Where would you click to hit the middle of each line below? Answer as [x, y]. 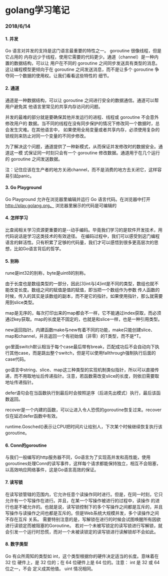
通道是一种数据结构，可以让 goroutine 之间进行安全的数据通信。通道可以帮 [82, 100]
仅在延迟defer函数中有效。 [32, 416]
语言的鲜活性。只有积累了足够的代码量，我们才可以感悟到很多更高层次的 [79, 242]
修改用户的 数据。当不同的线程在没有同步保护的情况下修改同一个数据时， [80, 123]
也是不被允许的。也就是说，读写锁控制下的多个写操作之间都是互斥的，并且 [86, 507]
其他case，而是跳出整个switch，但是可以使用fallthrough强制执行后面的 [82, 353]
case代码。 [17, 359]
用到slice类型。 [21, 302]
